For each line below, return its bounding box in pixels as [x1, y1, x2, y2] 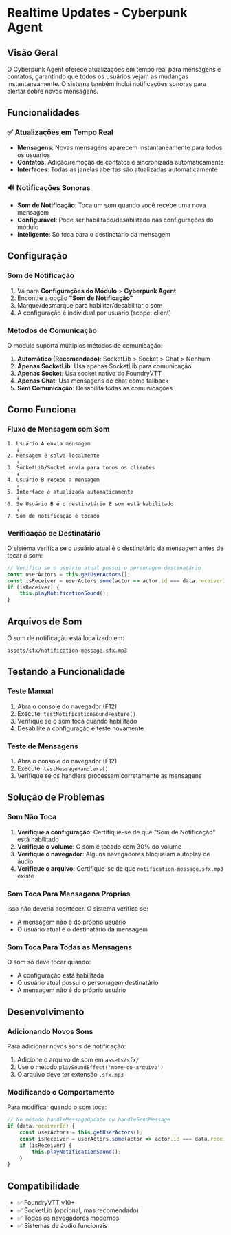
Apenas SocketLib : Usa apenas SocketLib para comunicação [16, 361, 192, 370]
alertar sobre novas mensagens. [7, 87, 98, 95]
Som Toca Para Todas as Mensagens [7, 942, 133, 951]
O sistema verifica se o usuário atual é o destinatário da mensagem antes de [7, 544, 224, 552]
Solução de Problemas [7, 792, 105, 803]
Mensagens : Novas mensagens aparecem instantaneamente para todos [16, 143, 223, 151]
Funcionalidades [7, 107, 80, 118]
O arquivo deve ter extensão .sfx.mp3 [16, 1070, 124, 1078]
